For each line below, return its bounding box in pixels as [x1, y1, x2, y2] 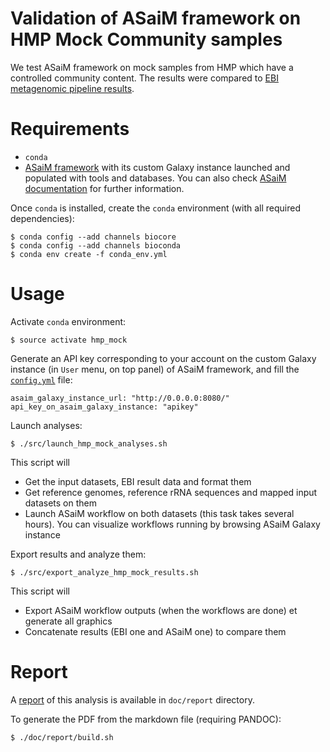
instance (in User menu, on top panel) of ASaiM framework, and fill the [10, 363, 300, 375]
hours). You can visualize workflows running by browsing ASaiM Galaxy [24, 518, 321, 530]
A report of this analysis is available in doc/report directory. [10, 693, 255, 706]
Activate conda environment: [10, 315, 127, 327]
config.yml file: [10, 373, 73, 386]
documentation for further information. [24, 182, 185, 194]
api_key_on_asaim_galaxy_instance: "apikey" [10, 402, 199, 412]
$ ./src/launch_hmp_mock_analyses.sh [10, 438, 168, 449]
